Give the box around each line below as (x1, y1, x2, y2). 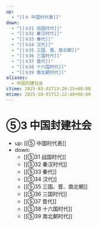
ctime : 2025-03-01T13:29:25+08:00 (6, 86, 92, 92)
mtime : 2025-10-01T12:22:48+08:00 (6, 91, 92, 97)
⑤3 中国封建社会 (6, 119, 92, 132)
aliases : (6, 75, 28, 81)
